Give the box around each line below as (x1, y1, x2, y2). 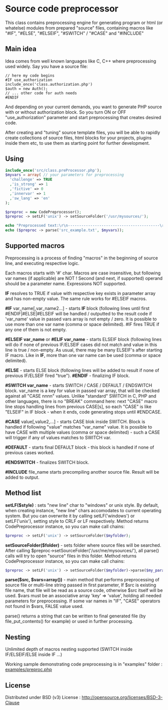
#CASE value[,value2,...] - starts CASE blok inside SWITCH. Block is (5, 419, 145, 425)
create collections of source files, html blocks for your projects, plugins (5, 135, 152, 141)
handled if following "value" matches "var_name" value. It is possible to (5, 424, 152, 430)
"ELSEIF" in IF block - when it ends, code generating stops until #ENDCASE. (5, 409, 162, 415)
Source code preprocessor (5, 3, 118, 15)
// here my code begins (5, 73, 55, 78)
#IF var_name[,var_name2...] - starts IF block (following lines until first (5, 305, 150, 311)
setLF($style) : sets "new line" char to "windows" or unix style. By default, (5, 502, 159, 508)
